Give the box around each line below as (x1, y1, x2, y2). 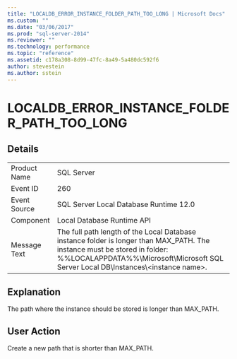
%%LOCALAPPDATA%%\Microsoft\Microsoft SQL (56, 253, 224, 263)
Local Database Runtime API (56, 215, 152, 225)
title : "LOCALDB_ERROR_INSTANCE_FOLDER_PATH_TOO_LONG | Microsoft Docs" (7, 10, 226, 18)
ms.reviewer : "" (7, 37, 55, 44)
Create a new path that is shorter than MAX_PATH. (7, 344, 154, 353)
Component (11, 215, 51, 225)
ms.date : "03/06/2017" (7, 23, 74, 30)
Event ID (11, 183, 39, 193)
